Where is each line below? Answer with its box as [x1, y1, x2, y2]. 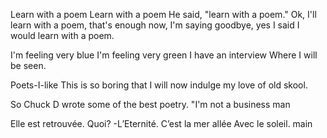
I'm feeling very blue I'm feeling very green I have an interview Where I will [10, 49, 318, 61]
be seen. [10, 60, 47, 71]
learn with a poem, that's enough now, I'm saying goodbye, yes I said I [10, 19, 300, 31]
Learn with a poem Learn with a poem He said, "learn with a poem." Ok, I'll [10, 9, 317, 20]
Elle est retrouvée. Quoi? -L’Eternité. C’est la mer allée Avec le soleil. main [10, 118, 313, 129]
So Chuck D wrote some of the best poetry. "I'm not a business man [10, 99, 291, 110]
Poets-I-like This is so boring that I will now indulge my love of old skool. [10, 79, 308, 91]
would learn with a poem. [10, 30, 115, 41]
